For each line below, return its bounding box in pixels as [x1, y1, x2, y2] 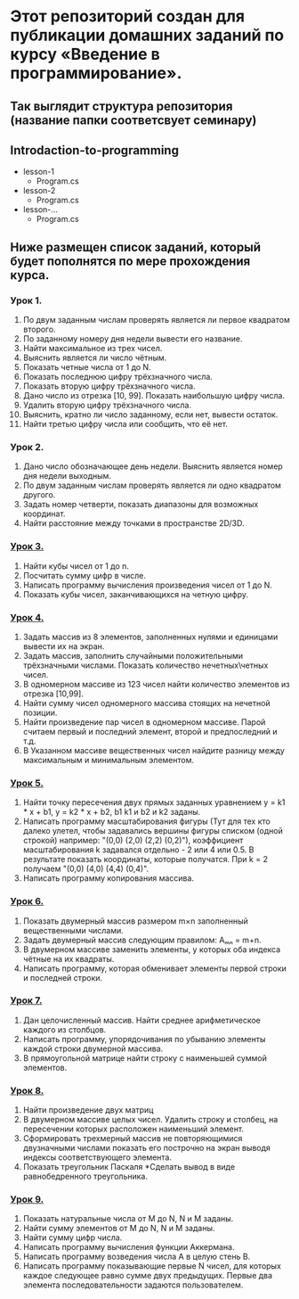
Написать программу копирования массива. [22, 873, 195, 884]
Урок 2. [10, 441, 44, 453]
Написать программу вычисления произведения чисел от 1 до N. [22, 580, 272, 590]
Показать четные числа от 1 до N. [22, 362, 151, 373]
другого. [22, 489, 56, 500]
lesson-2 [22, 185, 56, 196]
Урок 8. [10, 1084, 44, 1097]
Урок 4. [10, 611, 44, 623]
